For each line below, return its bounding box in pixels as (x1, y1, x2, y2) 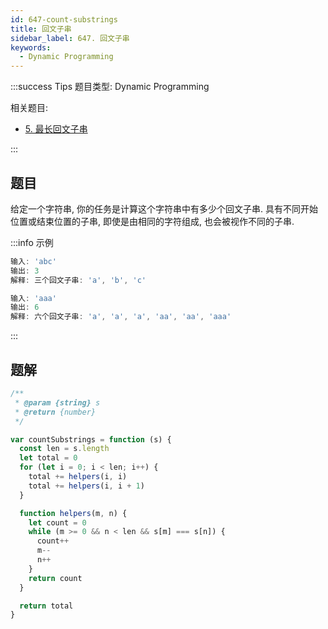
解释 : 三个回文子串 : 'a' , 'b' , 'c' (10, 275, 147, 285)
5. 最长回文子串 (24, 123, 88, 135)
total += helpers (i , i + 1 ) (28, 481, 145, 491)
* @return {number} (14, 407, 97, 417)
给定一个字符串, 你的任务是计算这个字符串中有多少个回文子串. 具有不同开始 (10, 202, 318, 215)
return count (28, 573, 83, 583)
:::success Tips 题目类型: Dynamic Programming (10, 81, 210, 93)
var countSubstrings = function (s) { (10, 434, 172, 445)
